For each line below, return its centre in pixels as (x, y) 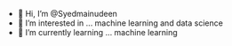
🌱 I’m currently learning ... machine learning (97, 32)
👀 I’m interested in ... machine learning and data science (120, 23)
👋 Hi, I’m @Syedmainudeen (68, 14)
